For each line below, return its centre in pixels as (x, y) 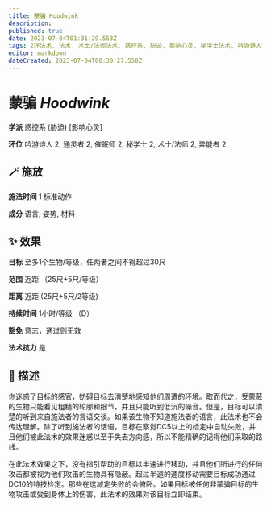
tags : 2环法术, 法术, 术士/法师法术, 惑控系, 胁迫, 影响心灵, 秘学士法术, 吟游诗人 (135, 46)
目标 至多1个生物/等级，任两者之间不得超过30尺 (88, 262)
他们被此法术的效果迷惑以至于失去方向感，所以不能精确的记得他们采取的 (135, 437)
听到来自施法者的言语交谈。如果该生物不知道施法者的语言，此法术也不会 (142, 417)
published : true (35, 31)
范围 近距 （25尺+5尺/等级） (56, 280)
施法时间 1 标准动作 (40, 196)
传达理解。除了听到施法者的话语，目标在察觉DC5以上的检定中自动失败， (129, 427)
